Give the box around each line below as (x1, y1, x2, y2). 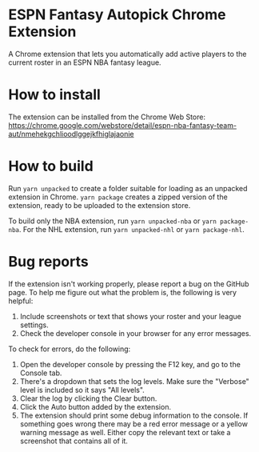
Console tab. (19, 368, 62, 378)
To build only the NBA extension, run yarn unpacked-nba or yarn (8, 216, 217, 226)
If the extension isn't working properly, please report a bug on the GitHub (8, 278, 249, 289)
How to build (8, 158, 94, 175)
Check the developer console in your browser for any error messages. (19, 328, 252, 338)
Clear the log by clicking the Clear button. (19, 394, 157, 403)
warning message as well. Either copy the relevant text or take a (19, 427, 231, 437)
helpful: (8, 296, 34, 306)
